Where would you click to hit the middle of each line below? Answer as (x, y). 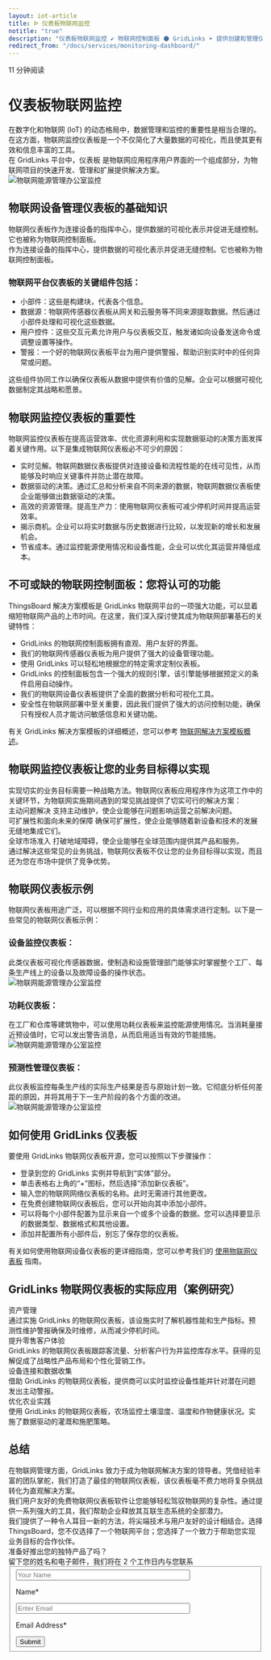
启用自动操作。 (52, 684)
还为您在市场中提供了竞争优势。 (61, 861)
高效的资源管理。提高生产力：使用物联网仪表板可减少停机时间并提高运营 (140, 506)
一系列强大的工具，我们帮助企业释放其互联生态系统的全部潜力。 (121, 1510)
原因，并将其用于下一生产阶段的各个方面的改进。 (104, 1097)
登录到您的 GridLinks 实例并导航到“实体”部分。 (98, 1173)
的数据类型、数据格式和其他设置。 (77, 1224)
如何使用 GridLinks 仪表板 (73, 1135)
